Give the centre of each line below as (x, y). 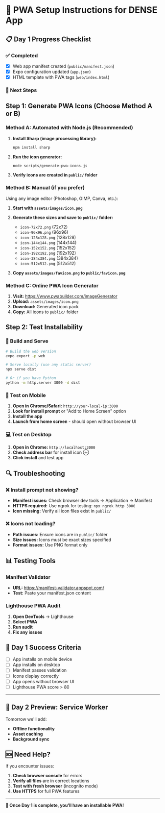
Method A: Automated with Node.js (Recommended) (70, 128)
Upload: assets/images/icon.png (46, 301)
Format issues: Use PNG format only (50, 545)
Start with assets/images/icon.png (47, 208)
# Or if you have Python (31, 378)
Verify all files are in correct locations (51, 781)
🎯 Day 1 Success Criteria (43, 647)
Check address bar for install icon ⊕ (51, 452)
